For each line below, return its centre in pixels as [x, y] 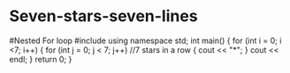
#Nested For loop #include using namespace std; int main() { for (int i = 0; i [145, 40]
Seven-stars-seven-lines [103, 16]
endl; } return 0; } [41, 59]
